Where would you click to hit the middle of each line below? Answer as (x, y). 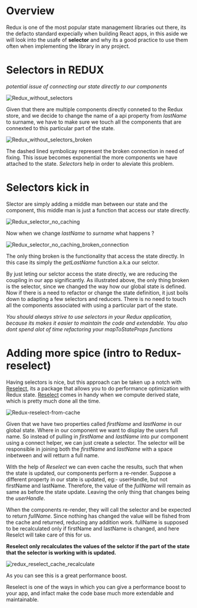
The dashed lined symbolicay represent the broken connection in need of (95, 151)
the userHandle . (26, 498)
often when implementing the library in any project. (68, 46)
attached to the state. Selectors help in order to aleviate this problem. (90, 163)
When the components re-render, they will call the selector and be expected (99, 509)
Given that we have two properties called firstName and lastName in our (94, 423)
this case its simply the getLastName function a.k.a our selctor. (83, 262)
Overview (30, 11)
